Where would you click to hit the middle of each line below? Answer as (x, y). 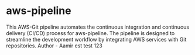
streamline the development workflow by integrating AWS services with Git (96, 39)
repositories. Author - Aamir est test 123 (54, 46)
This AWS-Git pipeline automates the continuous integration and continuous (97, 27)
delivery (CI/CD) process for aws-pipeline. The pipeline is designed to (90, 33)
